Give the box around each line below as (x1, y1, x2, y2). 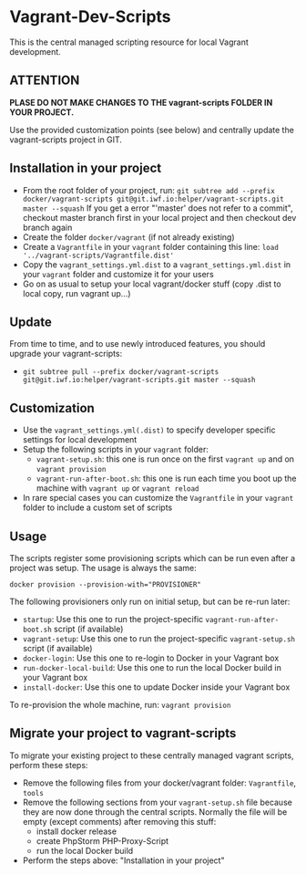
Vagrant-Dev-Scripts (9, 6, 171, 27)
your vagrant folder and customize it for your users (22, 268, 214, 279)
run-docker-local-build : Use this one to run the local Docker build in (22, 662, 282, 672)
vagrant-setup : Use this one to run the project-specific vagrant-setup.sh (22, 633, 296, 644)
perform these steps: (9, 759, 88, 770)
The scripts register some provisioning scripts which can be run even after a (9, 553, 296, 563)
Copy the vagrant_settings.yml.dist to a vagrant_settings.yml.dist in (22, 258, 291, 270)
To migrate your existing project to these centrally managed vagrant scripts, (9, 750, 294, 761)
